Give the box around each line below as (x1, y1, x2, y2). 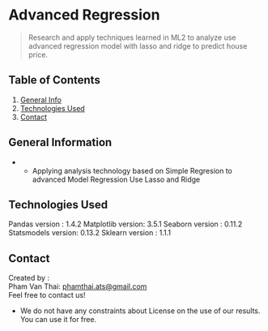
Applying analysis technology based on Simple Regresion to (32, 165, 232, 175)
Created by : (8, 273, 50, 283)
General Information (8, 135, 113, 149)
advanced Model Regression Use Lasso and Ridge (32, 174, 201, 184)
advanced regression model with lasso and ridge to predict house (28, 41, 248, 50)
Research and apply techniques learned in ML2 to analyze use (28, 32, 236, 42)
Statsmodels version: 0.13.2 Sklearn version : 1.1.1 (8, 228, 172, 238)
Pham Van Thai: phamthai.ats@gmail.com (8, 282, 147, 291)
